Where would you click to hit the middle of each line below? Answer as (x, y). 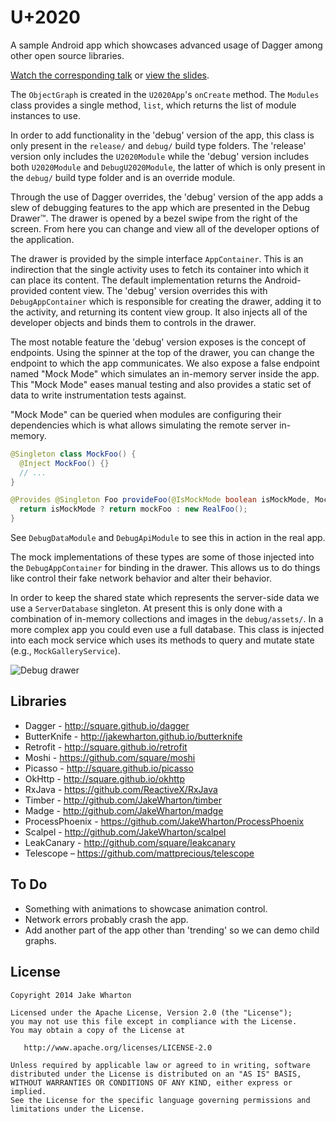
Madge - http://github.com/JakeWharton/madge (124, 810)
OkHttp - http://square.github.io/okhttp (104, 778)
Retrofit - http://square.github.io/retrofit (106, 747)
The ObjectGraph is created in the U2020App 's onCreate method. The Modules (165, 94)
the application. (42, 239)
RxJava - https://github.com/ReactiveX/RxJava (121, 789)
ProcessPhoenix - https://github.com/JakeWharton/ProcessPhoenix (164, 821)
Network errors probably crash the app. (106, 919)
